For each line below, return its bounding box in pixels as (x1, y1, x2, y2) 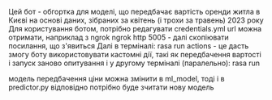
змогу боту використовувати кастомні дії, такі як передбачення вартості (8, 50, 261, 59)
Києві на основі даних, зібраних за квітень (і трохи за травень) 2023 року (8, 15, 264, 25)
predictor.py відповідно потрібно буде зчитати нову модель (8, 82, 214, 92)
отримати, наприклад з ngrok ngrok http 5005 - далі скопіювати (8, 32, 229, 42)
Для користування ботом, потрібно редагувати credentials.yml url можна (8, 24, 262, 33)
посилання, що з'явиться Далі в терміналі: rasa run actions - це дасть (8, 41, 249, 51)
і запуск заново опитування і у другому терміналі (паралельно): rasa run (8, 58, 261, 68)
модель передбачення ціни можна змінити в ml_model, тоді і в (8, 74, 225, 83)
